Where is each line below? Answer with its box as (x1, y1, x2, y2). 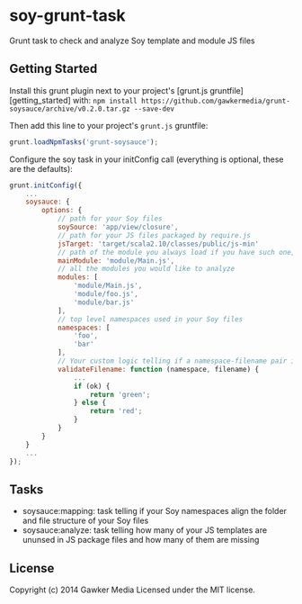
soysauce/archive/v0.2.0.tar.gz (9, 104, 130, 113)
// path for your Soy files (57, 214, 164, 223)
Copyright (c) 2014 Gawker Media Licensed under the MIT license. (9, 584, 256, 595)
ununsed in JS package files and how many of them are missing (22, 535, 260, 545)
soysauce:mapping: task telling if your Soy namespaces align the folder (22, 506, 288, 517)
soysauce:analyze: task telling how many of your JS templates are (22, 525, 268, 536)
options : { (41, 206, 83, 215)
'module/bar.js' (73, 298, 135, 307)
